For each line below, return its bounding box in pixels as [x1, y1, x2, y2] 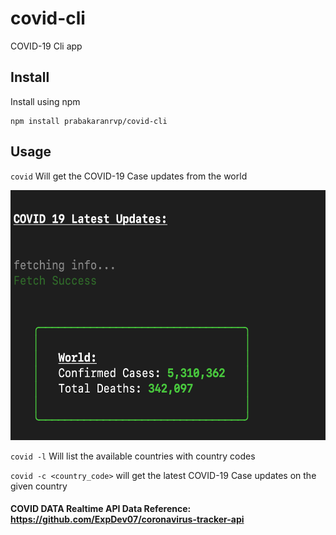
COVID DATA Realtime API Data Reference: [10, 503, 192, 515]
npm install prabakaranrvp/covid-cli [10, 116, 168, 126]
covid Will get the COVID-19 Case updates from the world [10, 170, 248, 182]
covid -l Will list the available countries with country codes [10, 450, 256, 462]
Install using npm [10, 95, 81, 107]
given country [10, 480, 68, 492]
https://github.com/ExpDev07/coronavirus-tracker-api [10, 513, 245, 526]
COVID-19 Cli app [10, 40, 83, 52]
